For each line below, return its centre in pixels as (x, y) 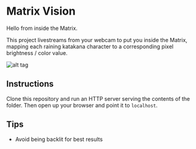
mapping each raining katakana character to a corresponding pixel (90, 46)
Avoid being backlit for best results (59, 139)
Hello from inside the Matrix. (42, 28)
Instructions (30, 84)
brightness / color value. (37, 53)
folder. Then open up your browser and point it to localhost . (82, 105)
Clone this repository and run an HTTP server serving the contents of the (98, 98)
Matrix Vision (41, 11)
